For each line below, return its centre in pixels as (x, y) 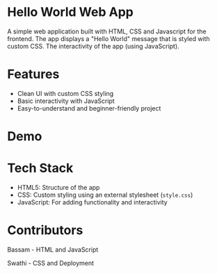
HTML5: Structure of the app (58, 187)
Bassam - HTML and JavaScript (53, 249)
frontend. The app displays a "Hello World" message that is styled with (108, 38)
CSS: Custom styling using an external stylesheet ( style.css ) (105, 195)
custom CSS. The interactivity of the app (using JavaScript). (93, 46)
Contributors (45, 231)
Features (33, 74)
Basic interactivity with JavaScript (66, 101)
